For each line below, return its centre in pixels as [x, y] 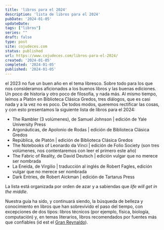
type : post [16, 42]
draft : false [19, 38]
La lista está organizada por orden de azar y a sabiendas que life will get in [81, 186]
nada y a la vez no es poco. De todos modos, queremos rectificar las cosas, [82, 104]
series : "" [16, 33]
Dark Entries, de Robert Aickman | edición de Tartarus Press [73, 177]
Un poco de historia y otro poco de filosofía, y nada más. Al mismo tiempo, [81, 94]
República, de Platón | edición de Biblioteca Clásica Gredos [73, 140]
